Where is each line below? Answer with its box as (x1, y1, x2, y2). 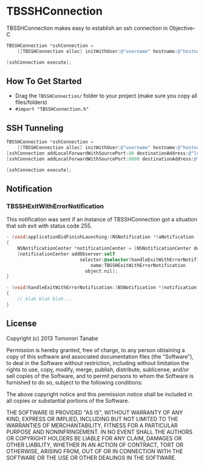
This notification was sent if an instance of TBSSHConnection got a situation (6, 216, 197, 223)
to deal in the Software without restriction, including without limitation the (6, 359, 189, 366)
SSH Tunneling (6, 123, 64, 133)
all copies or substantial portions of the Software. (6, 397, 129, 404)
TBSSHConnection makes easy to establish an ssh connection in (6, 24, 168, 32)
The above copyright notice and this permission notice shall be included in (6, 391, 192, 398)
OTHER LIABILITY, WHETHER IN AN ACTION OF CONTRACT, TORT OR (6, 441, 183, 448)
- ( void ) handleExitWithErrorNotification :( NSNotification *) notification (6, 285, 197, 291)
